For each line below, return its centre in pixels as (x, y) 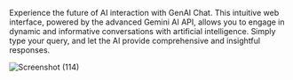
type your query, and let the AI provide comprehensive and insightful (135, 40)
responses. (30, 50)
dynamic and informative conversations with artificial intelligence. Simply (143, 31)
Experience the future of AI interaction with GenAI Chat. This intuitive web (144, 13)
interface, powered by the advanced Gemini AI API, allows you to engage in (147, 22)
